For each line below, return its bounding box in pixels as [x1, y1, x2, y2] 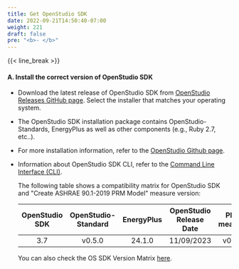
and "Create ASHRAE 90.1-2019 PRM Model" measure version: [17, 189, 201, 198]
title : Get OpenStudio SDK [7, 10, 87, 18]
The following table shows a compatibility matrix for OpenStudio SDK [17, 181, 221, 190]
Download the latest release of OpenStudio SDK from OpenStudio [17, 88, 211, 97]
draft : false [7, 30, 46, 38]
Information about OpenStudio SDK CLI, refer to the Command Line [17, 160, 215, 169]
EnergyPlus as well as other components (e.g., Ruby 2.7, [51, 125, 216, 134]
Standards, [17, 125, 51, 134]
